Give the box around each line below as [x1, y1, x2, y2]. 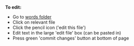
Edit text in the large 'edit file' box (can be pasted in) [12, 30, 121, 35]
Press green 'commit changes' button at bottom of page [12, 35, 129, 41]
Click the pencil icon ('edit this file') [12, 24, 86, 30]
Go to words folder [12, 14, 52, 19]
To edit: [5, 4, 22, 10]
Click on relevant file [12, 19, 55, 25]
